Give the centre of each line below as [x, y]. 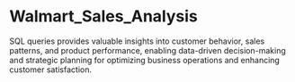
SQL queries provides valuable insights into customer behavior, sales [137, 41]
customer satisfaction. [51, 70]
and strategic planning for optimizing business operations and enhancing [145, 60]
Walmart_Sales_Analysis [103, 16]
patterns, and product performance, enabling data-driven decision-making [147, 50]
